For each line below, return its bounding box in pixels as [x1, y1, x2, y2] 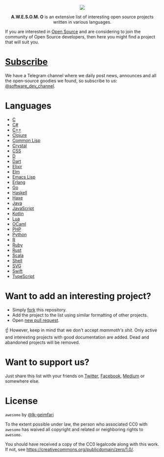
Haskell [12, 189, 27, 195]
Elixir [12, 163, 23, 169]
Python [12, 231, 27, 237]
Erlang [12, 179, 25, 185]
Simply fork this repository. [12, 306, 67, 312]
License [5, 395, 38, 406]
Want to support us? [5, 357, 90, 367]
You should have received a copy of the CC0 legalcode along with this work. [5, 441, 159, 447]
